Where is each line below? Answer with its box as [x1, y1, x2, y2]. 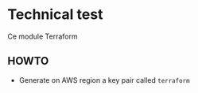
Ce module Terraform [7, 32, 78, 41]
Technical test [7, 6, 103, 24]
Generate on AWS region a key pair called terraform [18, 75, 190, 84]
